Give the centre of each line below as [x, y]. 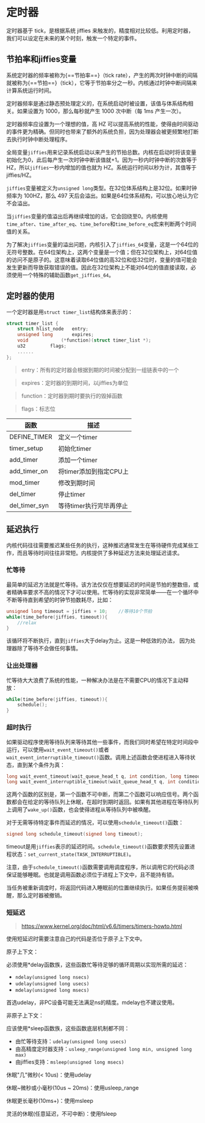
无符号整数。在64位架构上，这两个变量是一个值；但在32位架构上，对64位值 [102, 252]
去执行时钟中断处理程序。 [38, 139]
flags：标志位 [38, 409]
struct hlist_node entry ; [53, 329]
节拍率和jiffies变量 [41, 59]
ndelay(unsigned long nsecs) [52, 978]
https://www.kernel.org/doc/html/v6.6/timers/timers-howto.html [102, 926]
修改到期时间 [76, 483]
